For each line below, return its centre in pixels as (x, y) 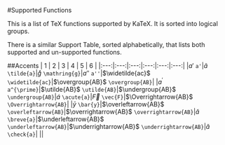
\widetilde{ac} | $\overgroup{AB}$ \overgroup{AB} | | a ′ (85, 81)
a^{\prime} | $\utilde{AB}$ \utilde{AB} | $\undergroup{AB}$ (92, 89)
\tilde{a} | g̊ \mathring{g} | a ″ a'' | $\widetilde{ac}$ (79, 73)
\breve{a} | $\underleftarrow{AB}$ (56, 119)
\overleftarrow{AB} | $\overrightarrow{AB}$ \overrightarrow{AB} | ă (103, 111)
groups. (19, 31)
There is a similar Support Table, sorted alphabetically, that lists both (106, 44)
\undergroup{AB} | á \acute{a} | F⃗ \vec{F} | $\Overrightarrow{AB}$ (100, 97)
